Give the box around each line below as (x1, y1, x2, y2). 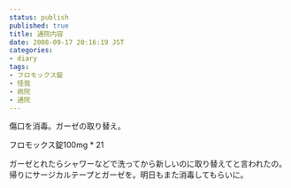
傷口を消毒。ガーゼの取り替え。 (9, 121, 126, 131)
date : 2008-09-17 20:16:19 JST (9, 37, 125, 47)
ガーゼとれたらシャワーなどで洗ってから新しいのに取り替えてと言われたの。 (9, 159, 287, 169)
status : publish (9, 12, 69, 22)
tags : (9, 63, 29, 72)
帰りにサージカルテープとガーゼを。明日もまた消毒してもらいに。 (9, 169, 249, 180)
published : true (9, 21, 69, 30)
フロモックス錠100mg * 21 (9, 139, 104, 151)
